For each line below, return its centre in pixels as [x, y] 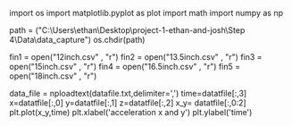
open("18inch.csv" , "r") [53, 76]
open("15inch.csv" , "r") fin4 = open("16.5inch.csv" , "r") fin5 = [125, 67]
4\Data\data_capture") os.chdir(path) [77, 40]
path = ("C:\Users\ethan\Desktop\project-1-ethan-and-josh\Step [127, 30]
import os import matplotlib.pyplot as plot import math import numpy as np [146, 13]
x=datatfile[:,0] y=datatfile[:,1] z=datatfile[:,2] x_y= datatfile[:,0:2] [128, 103]
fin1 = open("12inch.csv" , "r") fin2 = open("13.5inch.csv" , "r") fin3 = [136, 57]
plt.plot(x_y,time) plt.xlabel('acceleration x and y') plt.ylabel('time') [131, 112]
